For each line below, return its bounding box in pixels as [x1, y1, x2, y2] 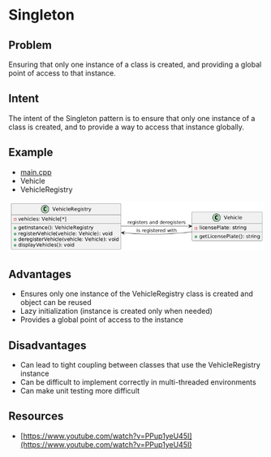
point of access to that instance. [8, 68, 116, 78]
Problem [8, 38, 53, 52]
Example [8, 146, 54, 159]
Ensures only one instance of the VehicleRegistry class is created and [19, 289, 254, 298]
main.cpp [19, 167, 52, 176]
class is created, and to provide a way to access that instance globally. [8, 122, 245, 132]
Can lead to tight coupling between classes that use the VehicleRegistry [19, 360, 261, 370]
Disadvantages [8, 338, 87, 352]
